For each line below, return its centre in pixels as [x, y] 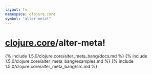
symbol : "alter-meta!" [28, 18]
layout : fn [16, 9]
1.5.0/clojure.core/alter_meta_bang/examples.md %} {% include [69, 61]
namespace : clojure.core [30, 14]
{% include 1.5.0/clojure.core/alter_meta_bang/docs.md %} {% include [76, 56]
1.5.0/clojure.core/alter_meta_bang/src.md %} [51, 67]
